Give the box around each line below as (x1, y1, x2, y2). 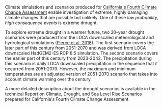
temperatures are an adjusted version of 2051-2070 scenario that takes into (5, 71, 158, 77)
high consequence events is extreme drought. (5, 20, 98, 26)
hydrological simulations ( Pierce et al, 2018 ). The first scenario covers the (5, 40, 154, 46)
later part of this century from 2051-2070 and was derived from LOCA (5, 45, 146, 51)
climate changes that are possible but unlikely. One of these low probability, (5, 15, 159, 20)
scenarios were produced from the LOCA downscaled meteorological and (5, 34, 154, 40)
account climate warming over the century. (5, 76, 92, 82)
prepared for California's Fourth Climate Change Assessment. (5, 96, 130, 102)
